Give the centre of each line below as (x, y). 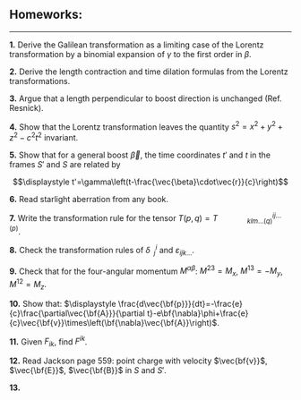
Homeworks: (46, 15)
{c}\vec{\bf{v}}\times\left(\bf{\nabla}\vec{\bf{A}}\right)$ (113, 322)
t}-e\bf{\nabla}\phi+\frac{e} (198, 313)
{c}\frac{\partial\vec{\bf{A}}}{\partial (77, 313)
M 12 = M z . (28, 285)
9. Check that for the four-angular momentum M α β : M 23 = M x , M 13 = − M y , (146, 271)
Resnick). (26, 107)
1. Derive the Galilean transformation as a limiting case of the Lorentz (137, 45)
